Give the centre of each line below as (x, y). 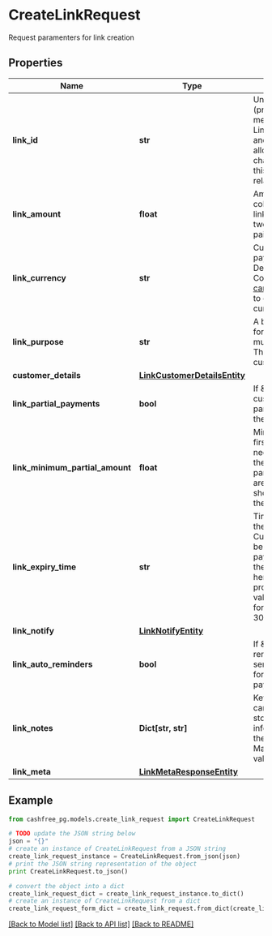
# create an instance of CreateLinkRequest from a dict (104, 901)
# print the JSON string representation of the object (103, 864)
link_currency (39, 277)
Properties (36, 63)
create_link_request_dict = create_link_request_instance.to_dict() (126, 894)
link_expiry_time (45, 567)
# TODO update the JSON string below (72, 834)
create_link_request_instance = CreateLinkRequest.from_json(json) (125, 857)
